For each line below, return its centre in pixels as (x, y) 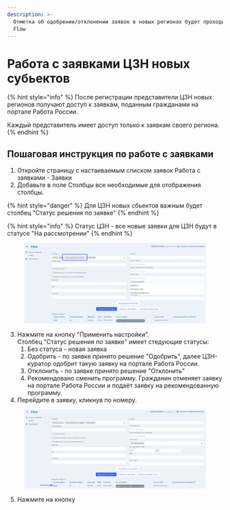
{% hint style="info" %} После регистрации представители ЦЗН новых (110, 97)
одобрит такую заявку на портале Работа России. (126, 364)
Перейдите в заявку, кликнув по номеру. (77, 400)
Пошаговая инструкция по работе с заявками (111, 154)
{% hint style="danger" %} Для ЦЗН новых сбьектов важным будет (105, 206)
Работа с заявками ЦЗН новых (99, 63)
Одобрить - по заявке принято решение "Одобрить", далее (114, 356)
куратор (39, 364)
